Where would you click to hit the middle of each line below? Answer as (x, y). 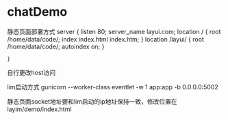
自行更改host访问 (31, 72)
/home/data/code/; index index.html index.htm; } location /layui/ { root (105, 39)
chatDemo (37, 12)
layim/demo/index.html (39, 109)
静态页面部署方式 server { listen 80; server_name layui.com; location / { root (114, 31)
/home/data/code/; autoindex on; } (56, 46)
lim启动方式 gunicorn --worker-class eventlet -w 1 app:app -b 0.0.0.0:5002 (113, 87)
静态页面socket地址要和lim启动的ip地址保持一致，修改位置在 (92, 101)
